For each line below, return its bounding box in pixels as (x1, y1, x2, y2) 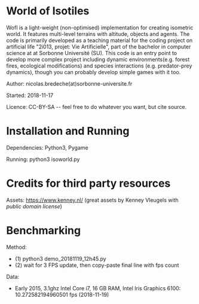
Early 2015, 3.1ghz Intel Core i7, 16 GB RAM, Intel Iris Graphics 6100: (14, 284, 181, 291)
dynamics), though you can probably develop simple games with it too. (6, 68, 181, 75)
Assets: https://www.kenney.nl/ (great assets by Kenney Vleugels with (6, 196, 179, 203)
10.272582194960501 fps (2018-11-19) (14, 291, 109, 298)
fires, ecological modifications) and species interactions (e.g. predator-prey (6, 62, 192, 69)
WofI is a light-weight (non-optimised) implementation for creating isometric (6, 24, 194, 31)
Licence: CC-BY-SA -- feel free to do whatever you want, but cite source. (6, 103, 187, 110)
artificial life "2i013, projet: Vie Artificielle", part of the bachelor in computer (6, 43, 191, 50)
